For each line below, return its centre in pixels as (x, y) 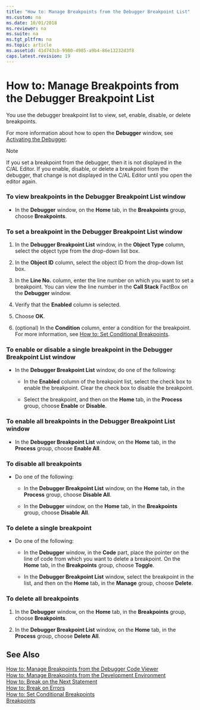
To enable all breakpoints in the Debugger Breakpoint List (91, 422)
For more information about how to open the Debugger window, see (90, 133)
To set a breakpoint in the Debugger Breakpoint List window (94, 232)
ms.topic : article (29, 45)
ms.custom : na (24, 17)
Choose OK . (30, 316)
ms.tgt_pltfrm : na (29, 39)
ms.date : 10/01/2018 (32, 23)
